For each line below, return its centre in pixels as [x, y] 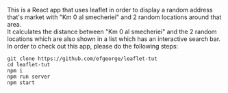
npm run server [29, 77]
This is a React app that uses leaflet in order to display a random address [110, 10]
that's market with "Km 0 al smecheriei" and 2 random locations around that [114, 17]
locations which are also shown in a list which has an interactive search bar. [114, 39]
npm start [21, 83]
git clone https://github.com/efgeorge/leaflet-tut [82, 59]
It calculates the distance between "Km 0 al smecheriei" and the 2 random [112, 31]
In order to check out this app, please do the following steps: [93, 46]
